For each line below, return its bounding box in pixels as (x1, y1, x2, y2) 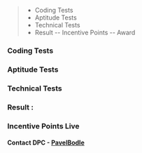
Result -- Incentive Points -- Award (34, 28, 136, 36)
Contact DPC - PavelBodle (7, 138, 85, 147)
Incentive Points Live (7, 121, 80, 131)
